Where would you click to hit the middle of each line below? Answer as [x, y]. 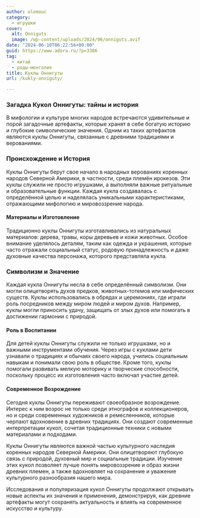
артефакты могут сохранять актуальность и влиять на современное [94, 502]
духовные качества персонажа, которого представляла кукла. [87, 256]
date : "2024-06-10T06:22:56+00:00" [51, 46]
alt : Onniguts [29, 34]
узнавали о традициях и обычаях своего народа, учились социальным [97, 356]
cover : [14, 28]
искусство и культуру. [35, 508]
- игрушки [24, 23]
